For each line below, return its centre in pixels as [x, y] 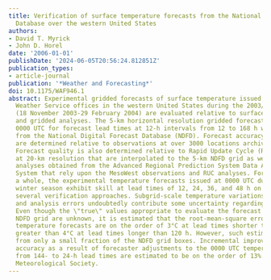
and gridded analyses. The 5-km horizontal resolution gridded [124, 121]
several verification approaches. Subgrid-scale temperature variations [140, 196]
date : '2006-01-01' [41, 53]
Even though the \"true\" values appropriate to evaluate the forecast [139, 211]
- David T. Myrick [39, 38]
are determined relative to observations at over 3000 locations [128, 143]
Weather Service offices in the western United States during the [129, 106]
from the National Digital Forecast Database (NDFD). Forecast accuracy [140, 136]
